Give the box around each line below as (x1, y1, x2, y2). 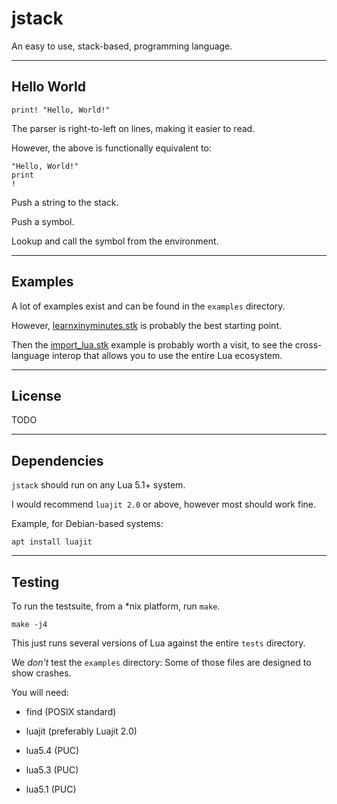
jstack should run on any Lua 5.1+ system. (11, 479, 186, 491)
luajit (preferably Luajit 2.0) (25, 725, 138, 737)
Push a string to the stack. (11, 196, 119, 208)
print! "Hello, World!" (11, 105, 111, 115)
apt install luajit (11, 537, 93, 547)
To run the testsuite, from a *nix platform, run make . (11, 600, 221, 612)
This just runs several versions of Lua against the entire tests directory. (11, 637, 306, 649)
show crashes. (11, 667, 72, 679)
